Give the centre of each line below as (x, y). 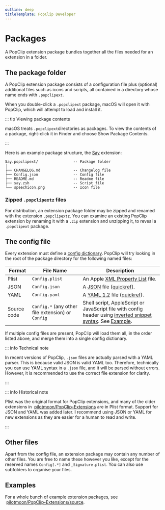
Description (120, 271)
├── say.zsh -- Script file (55, 183)
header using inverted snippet (117, 315)
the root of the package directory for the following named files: (69, 258)
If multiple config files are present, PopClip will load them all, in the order (79, 333)
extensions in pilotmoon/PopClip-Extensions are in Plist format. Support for (82, 407)
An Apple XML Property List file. (120, 279)
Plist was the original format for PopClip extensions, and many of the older (80, 402)
